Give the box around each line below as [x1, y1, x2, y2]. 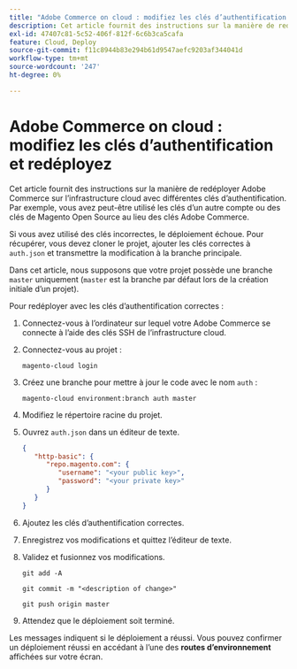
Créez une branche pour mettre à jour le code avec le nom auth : [21, 377, 258, 388]
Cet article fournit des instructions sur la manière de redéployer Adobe [9, 183, 267, 194]
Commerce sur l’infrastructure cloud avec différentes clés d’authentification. [9, 192, 287, 204]
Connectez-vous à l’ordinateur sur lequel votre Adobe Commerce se [21, 318, 271, 328]
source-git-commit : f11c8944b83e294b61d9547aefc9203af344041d [9, 46, 243, 55]
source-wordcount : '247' [9, 63, 101, 72]
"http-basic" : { [34, 452, 95, 461]
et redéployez [9, 154, 112, 173]
